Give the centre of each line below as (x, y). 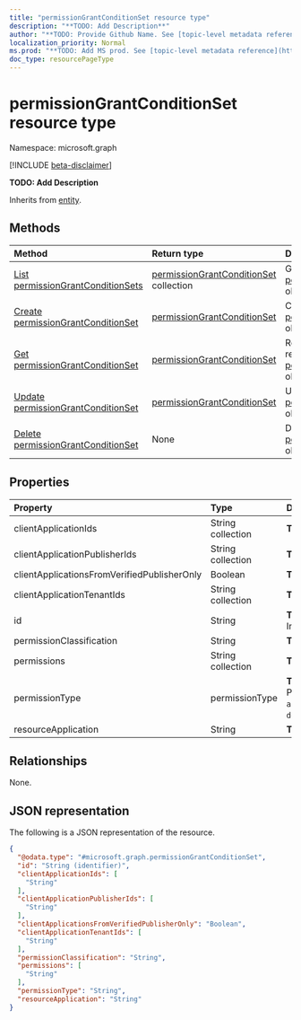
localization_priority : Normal (68, 43)
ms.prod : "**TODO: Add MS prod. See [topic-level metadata (122, 51)
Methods (35, 229)
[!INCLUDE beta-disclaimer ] (60, 165)
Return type (178, 253)
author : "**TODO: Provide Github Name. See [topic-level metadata (136, 34)
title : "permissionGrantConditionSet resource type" (110, 18)
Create (28, 311)
